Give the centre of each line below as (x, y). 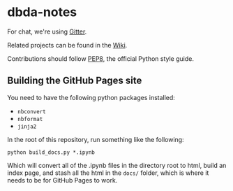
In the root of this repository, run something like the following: (96, 139)
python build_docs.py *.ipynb (51, 152)
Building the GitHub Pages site (75, 81)
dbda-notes (42, 12)
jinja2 (27, 127)
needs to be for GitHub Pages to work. (62, 180)
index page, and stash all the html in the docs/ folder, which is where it (108, 173)
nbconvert (32, 112)
